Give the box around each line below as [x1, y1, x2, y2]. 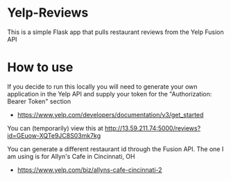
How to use [7, 60, 74, 76]
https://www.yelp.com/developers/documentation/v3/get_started [17, 110, 204, 119]
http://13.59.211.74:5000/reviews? [105, 123, 201, 132]
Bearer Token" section [7, 97, 71, 105]
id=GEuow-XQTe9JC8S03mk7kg [7, 131, 101, 139]
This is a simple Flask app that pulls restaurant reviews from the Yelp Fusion [7, 28, 224, 36]
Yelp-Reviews [7, 5, 89, 21]
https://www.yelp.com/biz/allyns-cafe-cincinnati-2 [17, 165, 162, 174]
